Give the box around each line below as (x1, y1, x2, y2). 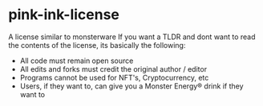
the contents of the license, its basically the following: (8, 40, 186, 49)
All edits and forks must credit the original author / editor (19, 64, 207, 73)
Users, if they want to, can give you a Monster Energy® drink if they (19, 81, 244, 91)
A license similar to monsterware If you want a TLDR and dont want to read (8, 32, 256, 41)
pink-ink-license (8, 6, 120, 24)
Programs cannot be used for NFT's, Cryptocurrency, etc (19, 73, 209, 82)
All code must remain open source (19, 56, 134, 65)
